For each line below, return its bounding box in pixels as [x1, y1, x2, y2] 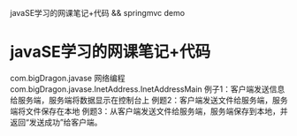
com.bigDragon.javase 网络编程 [10, 72, 126, 83]
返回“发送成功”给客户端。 [10, 117, 103, 127]
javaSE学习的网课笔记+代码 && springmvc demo [10, 8, 185, 18]
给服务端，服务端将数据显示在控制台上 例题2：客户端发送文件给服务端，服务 [10, 94, 288, 105]
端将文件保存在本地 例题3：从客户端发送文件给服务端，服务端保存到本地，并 [10, 105, 288, 117]
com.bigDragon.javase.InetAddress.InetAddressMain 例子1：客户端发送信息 [10, 83, 286, 94]
